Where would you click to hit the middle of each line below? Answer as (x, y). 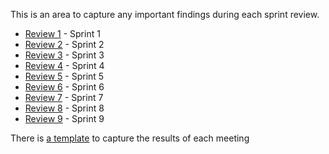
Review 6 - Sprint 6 (64, 87)
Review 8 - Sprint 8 (64, 108)
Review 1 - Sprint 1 (62, 33)
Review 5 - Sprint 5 (64, 76)
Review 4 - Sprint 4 (64, 65)
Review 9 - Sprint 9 (64, 118)
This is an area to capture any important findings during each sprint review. (165, 14)
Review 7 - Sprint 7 (64, 97)
